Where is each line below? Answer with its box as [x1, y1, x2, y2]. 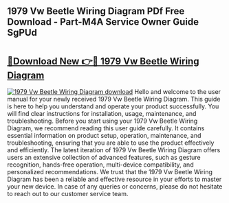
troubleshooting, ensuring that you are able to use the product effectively [7, 139, 215, 147]
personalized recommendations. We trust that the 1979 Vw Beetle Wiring [7, 168, 213, 176]
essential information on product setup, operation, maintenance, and [7, 132, 201, 139]
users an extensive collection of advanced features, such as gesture [7, 154, 201, 161]
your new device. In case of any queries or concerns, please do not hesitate [7, 182, 223, 191]
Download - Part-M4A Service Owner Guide [7, 16, 199, 28]
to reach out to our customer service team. [7, 190, 129, 198]
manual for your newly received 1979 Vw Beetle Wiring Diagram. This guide [7, 95, 221, 103]
